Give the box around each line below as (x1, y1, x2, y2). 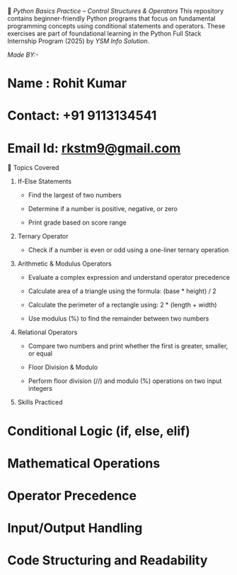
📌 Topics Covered (7, 164, 59, 172)
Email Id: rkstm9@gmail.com (7, 140, 181, 156)
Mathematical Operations (7, 455, 161, 471)
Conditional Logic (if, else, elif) (7, 423, 190, 439)
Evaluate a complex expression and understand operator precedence (28, 273, 230, 282)
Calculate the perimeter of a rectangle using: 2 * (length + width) (28, 301, 217, 309)
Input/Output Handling (7, 520, 143, 536)
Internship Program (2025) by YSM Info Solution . (7, 37, 150, 45)
